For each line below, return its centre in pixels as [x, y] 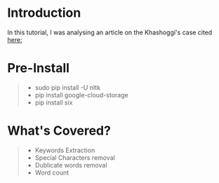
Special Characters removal [75, 157]
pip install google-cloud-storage [81, 95]
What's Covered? [59, 131]
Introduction [44, 13]
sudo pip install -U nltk [67, 87]
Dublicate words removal [71, 165]
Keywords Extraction [65, 150]
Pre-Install [39, 68]
